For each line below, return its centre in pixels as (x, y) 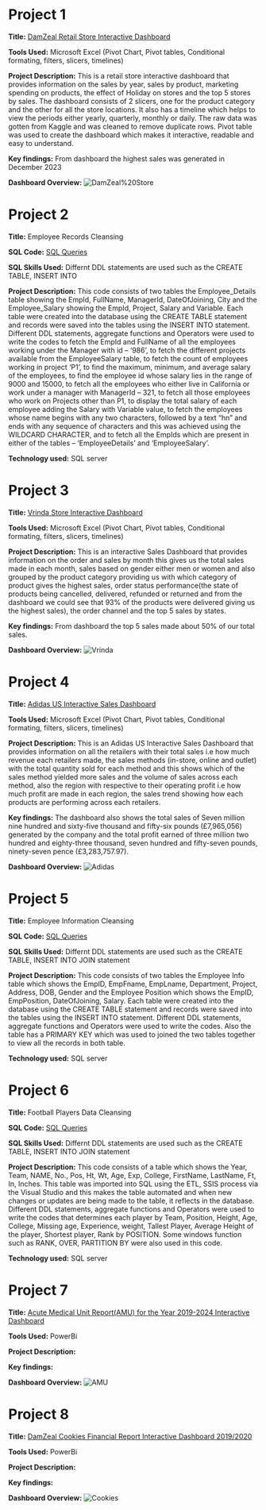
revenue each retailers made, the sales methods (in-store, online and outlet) (133, 760)
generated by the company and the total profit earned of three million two (129, 834)
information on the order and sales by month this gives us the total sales (126, 560)
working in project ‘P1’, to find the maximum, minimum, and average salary (129, 367)
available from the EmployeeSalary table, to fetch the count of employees (128, 358)
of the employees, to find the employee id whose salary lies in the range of (130, 376)
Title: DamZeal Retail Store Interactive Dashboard (89, 37)
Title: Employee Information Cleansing (71, 921)
